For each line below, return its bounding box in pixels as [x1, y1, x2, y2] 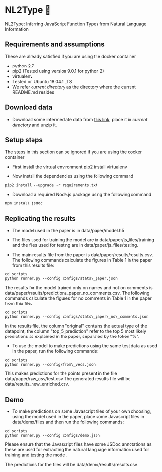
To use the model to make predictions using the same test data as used [12, 343, 157, 349]
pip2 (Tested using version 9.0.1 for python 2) [12, 68, 104, 74]
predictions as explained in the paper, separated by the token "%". [5, 334, 140, 339]
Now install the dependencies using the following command [12, 173, 134, 179]
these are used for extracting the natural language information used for [5, 447, 149, 452]
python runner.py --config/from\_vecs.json [5, 362, 96, 367]
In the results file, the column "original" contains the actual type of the [5, 323, 148, 329]
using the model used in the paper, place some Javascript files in [12, 414, 144, 419]
